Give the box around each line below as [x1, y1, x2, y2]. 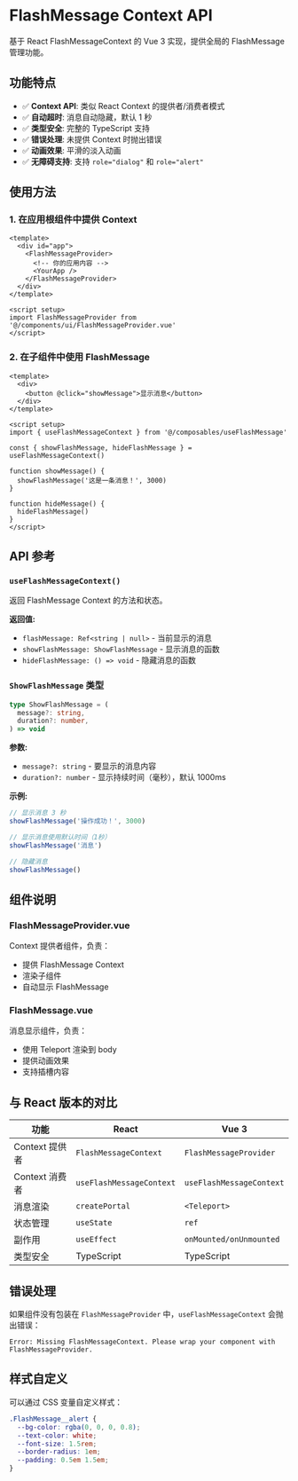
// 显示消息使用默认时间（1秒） [9, 832, 112, 841]
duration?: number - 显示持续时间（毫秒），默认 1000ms [21, 772, 226, 783]
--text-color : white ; [17, 1430, 98, 1440]
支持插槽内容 [21, 1067, 69, 1077]
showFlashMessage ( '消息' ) [9, 840, 102, 850]
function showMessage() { [9, 467, 105, 476]
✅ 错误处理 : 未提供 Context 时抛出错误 [21, 134, 162, 145]
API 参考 [9, 549, 56, 564]
